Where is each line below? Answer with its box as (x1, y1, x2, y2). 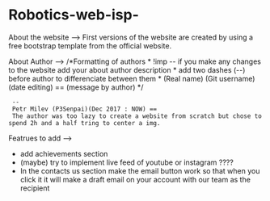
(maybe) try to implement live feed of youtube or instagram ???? (19, 157, 234, 167)
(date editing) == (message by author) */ (8, 82, 144, 92)
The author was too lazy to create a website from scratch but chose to (11, 111, 263, 120)
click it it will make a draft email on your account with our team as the (19, 174, 251, 184)
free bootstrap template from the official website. (8, 40, 172, 50)
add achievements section (19, 149, 108, 158)
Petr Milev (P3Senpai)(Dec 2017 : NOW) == (11, 105, 158, 113)
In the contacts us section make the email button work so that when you (19, 165, 260, 175)
